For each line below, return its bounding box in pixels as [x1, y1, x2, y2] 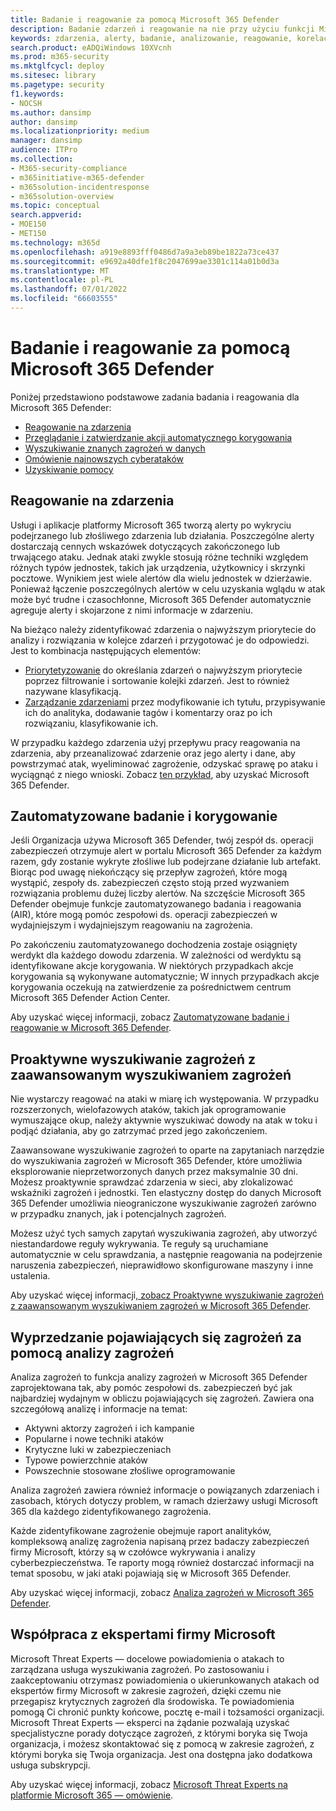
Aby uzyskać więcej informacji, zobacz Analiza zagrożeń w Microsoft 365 [10, 1587, 315, 1599]
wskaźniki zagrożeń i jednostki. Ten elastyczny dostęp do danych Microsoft [10, 1187, 322, 1199]
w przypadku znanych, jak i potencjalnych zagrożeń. [10, 1208, 227, 1220]
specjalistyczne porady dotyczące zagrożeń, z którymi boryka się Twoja [10, 1727, 308, 1739]
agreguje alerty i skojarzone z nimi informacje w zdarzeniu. [10, 604, 254, 616]
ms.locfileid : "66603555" [10, 294, 118, 304]
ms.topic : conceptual [10, 201, 101, 211]
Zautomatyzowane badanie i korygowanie [10, 808, 278, 825]
